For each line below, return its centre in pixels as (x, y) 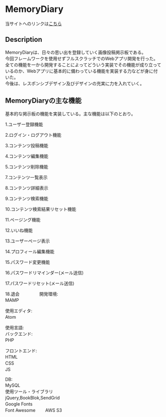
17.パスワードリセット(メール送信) (40, 283)
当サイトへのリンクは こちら (34, 23)
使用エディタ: (19, 311)
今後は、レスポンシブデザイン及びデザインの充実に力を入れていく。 (75, 83)
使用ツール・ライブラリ (29, 391)
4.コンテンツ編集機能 (27, 156)
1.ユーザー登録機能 (24, 124)
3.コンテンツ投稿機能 (27, 145)
